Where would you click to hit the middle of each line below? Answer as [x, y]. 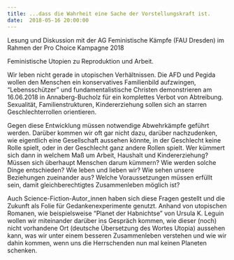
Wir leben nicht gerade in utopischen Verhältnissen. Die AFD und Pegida [111, 75]
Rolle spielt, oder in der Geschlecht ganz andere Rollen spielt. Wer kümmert [116, 147]
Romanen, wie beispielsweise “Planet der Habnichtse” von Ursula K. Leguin [116, 213]
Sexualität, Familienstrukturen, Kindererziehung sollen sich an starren [107, 104]
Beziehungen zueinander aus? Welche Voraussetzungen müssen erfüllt [110, 177]
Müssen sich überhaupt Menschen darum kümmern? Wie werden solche [112, 162]
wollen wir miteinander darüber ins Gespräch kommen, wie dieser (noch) [112, 220]
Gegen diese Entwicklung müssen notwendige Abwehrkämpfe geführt [108, 125]
